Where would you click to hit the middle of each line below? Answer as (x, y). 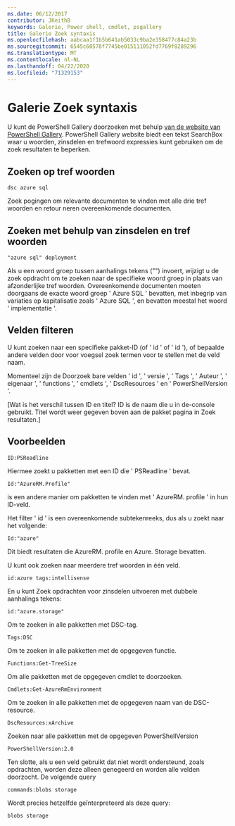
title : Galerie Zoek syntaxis (52, 33)
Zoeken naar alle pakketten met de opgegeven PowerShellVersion (103, 736)
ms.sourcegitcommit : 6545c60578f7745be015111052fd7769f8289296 (102, 46)
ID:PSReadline (28, 458)
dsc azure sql (28, 188)
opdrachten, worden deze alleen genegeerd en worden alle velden (104, 769)
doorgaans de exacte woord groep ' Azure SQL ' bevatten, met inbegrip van (117, 294)
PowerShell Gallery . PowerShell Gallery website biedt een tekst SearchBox (115, 134)
